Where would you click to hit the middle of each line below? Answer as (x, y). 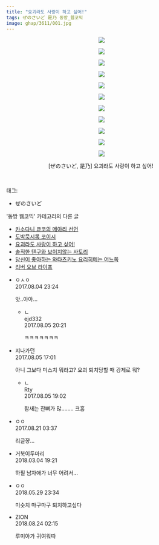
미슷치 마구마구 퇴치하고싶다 (48, 505)
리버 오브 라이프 (34, 267)
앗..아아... (26, 299)
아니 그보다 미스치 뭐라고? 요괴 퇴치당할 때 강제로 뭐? (77, 370)
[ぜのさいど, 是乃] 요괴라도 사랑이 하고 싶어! (101, 166)
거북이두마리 (30, 454)
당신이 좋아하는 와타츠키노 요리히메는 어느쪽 (67, 259)
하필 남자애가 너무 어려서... (47, 473)
